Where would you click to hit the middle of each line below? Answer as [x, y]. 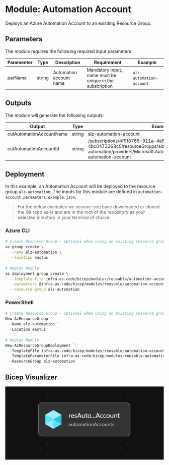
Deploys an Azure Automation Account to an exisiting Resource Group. [78, 23]
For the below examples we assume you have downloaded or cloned [89, 207]
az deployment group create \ [37, 273]
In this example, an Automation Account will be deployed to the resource [80, 186]
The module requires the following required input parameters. [69, 51]
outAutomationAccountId [33, 149]
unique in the [100, 80]
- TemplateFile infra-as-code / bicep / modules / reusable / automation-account [88, 351]
